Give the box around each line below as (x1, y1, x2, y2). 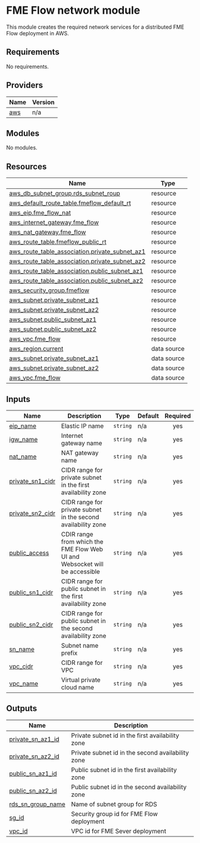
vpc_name (9, 679, 39, 688)
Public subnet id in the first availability (71, 765, 177, 774)
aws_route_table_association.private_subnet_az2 (9, 258, 146, 266)
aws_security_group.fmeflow (9, 286, 89, 295)
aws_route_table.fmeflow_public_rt (9, 238, 107, 246)
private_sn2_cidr (9, 509, 55, 517)
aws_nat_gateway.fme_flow (9, 228, 86, 237)
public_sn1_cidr (9, 588, 54, 596)
